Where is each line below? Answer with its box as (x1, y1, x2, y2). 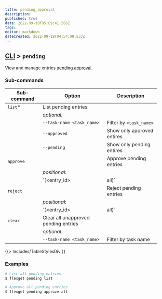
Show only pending (107, 141, 151, 148)
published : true (5, 16, 38, 21)
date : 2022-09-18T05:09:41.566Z (5, 20, 70, 26)
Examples (5, 260, 29, 267)
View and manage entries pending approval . (5, 65, 93, 71)
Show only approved (107, 127, 154, 134)
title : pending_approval (5, 7, 55, 12)
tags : (5, 25, 16, 30)
